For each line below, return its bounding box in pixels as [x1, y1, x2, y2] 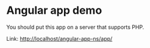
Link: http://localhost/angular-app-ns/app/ [6, 35, 113, 42]
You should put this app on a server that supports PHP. [6, 23, 145, 31]
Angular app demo [6, 4, 102, 17]
